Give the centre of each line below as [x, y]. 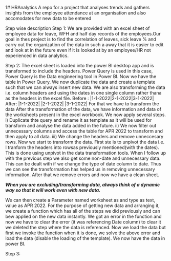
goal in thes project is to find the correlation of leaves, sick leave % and [81, 39]
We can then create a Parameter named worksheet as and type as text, [80, 200]
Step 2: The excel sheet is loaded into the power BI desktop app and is [80, 66]
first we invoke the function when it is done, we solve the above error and [83, 233]
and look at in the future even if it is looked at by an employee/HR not [78, 50]
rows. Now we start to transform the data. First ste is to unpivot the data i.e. [85, 142]
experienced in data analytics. [37, 55]
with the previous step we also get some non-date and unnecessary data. [83, 158]
